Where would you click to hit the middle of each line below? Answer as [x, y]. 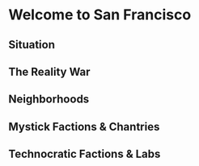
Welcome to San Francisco [100, 15]
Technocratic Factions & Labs [85, 154]
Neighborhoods [49, 100]
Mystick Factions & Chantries [84, 127]
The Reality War [49, 71]
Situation [32, 45]
